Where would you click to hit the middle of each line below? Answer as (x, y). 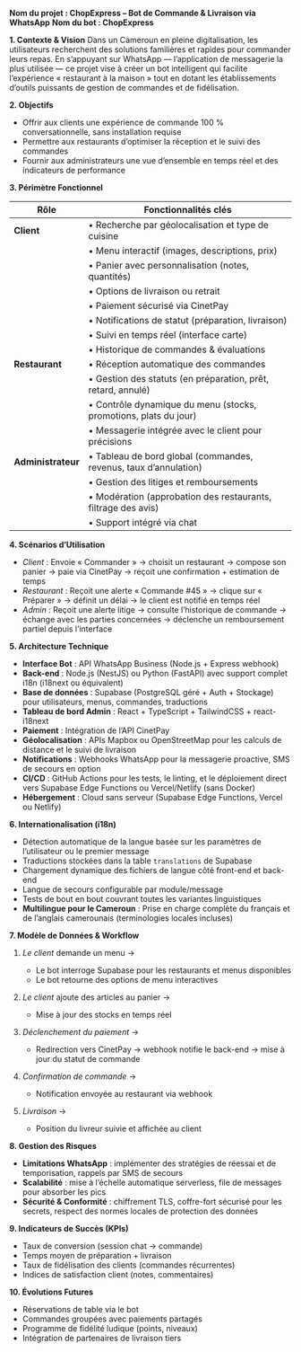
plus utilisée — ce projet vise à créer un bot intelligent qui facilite (129, 68)
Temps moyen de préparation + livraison (97, 1255)
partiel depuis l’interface (67, 629)
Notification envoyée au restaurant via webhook (124, 1094)
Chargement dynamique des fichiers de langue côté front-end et (142, 870)
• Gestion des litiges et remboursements (173, 482)
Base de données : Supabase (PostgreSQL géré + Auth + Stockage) (148, 692)
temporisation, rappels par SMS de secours (103, 1173)
